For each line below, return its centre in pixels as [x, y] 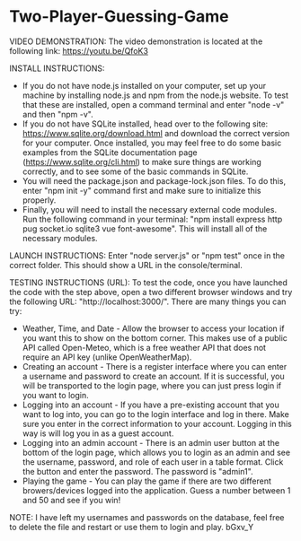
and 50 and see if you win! [71, 500]
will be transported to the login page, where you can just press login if [152, 385]
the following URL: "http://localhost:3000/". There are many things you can [148, 301]
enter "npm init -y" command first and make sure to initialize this [142, 190]
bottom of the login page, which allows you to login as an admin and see [156, 452]
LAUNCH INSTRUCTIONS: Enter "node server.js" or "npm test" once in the [147, 255]
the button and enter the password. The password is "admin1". [137, 471]
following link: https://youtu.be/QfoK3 [79, 50]
